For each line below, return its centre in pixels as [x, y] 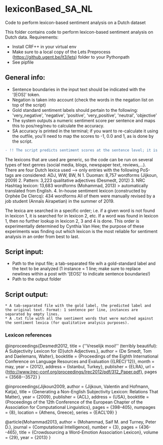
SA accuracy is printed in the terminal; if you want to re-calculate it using [85, 131]
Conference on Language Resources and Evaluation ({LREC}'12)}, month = [80, 361]
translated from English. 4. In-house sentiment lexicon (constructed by [76, 191]
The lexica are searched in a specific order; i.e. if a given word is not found [80, 211]
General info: [25, 77]
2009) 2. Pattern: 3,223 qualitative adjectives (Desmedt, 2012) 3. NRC [75, 180]
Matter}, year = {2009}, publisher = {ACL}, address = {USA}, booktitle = [77, 397]
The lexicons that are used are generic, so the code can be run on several [79, 159]
